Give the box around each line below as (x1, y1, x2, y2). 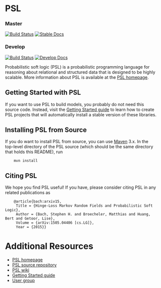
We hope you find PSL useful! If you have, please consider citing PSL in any (5, 184, 156, 190)
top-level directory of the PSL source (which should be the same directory (5, 144, 154, 150)
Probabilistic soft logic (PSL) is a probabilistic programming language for (5, 64, 150, 70)
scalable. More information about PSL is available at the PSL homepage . (5, 74, 149, 80)
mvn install (14, 159, 38, 163)
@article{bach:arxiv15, (14, 199, 62, 204)
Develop (5, 43, 25, 50)
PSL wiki (12, 267, 30, 273)
